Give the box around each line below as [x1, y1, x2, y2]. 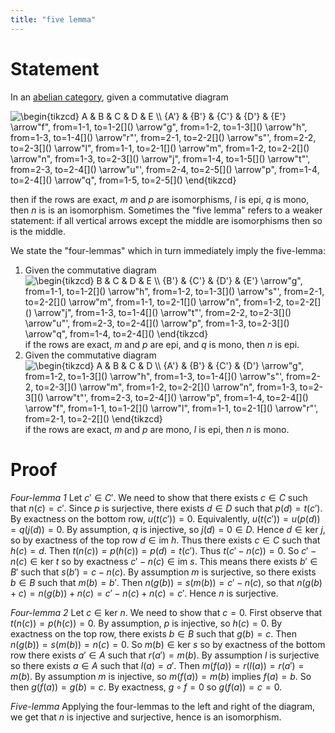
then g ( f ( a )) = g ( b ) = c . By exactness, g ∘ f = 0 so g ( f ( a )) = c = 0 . [10, 681, 283, 693]
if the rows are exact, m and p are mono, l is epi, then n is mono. [24, 423, 290, 435]
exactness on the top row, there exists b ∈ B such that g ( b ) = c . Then [10, 627, 297, 640]
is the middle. [10, 225, 67, 237]
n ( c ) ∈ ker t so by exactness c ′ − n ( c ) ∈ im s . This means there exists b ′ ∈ [10, 555, 318, 567]
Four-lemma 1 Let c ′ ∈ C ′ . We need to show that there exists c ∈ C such [10, 491, 308, 503]
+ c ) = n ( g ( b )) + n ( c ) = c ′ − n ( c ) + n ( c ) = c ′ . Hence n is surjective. [10, 587, 279, 599]
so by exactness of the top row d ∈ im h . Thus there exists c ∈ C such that [10, 534, 321, 546]
